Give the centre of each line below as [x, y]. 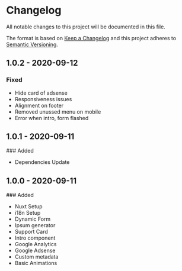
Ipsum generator [35, 225]
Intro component [35, 238]
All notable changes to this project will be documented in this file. [86, 27]
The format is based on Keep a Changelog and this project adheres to [91, 38]
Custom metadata [36, 257]
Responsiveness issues [43, 99]
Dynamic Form [33, 219]
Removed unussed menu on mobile [58, 112]
